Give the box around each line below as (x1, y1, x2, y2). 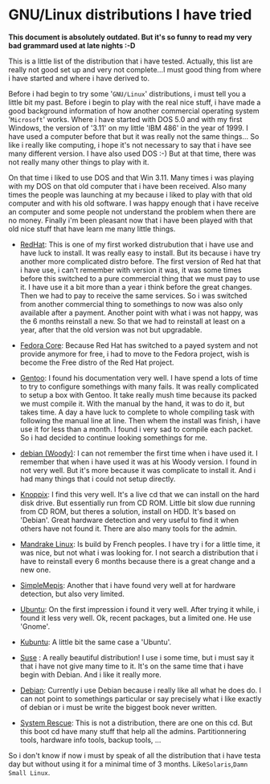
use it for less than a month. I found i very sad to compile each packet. (19, 424, 253, 434)
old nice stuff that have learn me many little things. (8, 223, 176, 234)
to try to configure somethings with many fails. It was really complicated (19, 382, 259, 391)
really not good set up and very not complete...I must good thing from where (8, 64, 262, 74)
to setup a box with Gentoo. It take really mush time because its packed (19, 390, 257, 399)
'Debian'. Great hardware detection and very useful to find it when (19, 515, 239, 525)
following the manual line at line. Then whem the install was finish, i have (19, 415, 261, 425)
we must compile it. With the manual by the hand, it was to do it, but (19, 398, 245, 408)
